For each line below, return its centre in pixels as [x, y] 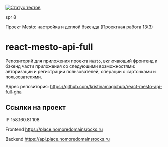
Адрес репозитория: [27, 86]
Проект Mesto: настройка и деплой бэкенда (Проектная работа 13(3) [79, 27]
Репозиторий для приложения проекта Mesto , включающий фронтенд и [81, 61]
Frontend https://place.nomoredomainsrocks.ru [54, 129]
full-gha [13, 92]
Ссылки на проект [36, 108]
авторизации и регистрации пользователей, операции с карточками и [81, 71]
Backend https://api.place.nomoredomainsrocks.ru [58, 139]
